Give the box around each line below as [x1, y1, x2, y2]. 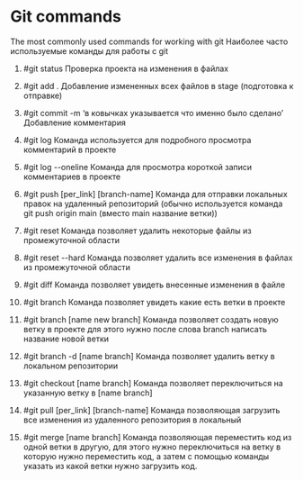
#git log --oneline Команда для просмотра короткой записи [22, 161, 253, 172]
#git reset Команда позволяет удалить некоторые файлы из [22, 225, 252, 236]
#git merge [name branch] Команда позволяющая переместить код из [22, 431, 292, 442]
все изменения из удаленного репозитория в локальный [22, 414, 242, 425]
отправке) [22, 90, 63, 101]
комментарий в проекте [22, 144, 117, 155]
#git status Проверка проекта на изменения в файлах [22, 63, 228, 74]
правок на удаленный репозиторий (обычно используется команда [22, 198, 283, 209]
